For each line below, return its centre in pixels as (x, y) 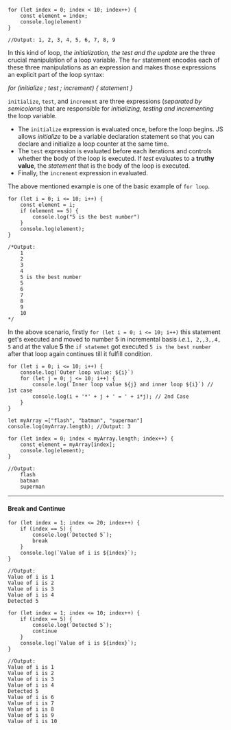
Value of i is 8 (31, 709)
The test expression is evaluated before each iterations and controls (114, 151)
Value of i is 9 (31, 716)
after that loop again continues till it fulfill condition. (80, 354)
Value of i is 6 (31, 698)
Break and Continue (37, 508)
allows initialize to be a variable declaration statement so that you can (116, 136)
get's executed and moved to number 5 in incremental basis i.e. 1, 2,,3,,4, (114, 339)
